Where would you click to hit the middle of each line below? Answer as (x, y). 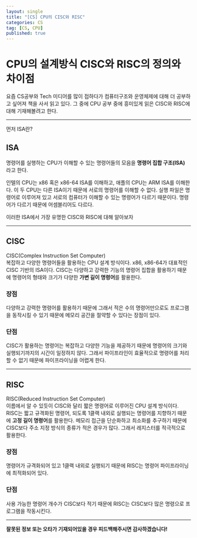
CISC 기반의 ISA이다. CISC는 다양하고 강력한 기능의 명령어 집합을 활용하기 (91, 270)
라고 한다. (17, 170)
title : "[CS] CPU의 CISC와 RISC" (46, 17)
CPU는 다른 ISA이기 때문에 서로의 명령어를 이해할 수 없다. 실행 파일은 (105, 190)
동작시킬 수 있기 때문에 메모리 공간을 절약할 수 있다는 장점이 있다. (86, 315)
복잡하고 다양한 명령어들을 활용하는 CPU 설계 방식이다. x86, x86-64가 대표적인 (97, 263)
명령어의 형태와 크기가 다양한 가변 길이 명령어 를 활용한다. (77, 277)
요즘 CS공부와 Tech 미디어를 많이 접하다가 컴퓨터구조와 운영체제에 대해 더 (91, 96)
